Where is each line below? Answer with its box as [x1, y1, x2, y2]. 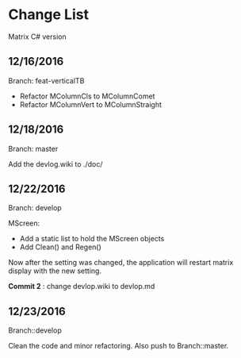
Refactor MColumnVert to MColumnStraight [19, 99, 163, 109]
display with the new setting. [8, 266, 101, 275]
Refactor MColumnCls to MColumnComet [19, 91, 155, 101]
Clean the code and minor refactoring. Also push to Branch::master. [8, 341, 229, 351]
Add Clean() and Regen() [19, 242, 101, 252]
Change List [8, 6, 90, 24]
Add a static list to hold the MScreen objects [19, 234, 165, 244]
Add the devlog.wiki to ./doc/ [8, 159, 103, 168]
